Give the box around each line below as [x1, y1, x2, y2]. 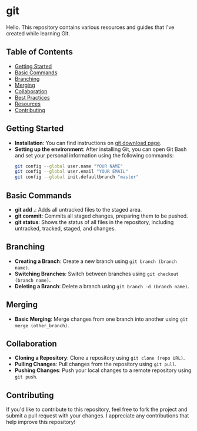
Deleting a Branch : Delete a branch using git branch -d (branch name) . [14, 282, 189, 289]
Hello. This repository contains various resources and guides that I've [6, 24, 175, 31]
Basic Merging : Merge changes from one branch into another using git [14, 315, 188, 323]
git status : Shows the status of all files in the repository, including [14, 219, 174, 225]
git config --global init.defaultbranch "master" [14, 174, 139, 180]
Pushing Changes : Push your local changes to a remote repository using [14, 367, 192, 374]
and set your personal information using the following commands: [14, 152, 174, 159]
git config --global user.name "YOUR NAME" [14, 163, 123, 169]
